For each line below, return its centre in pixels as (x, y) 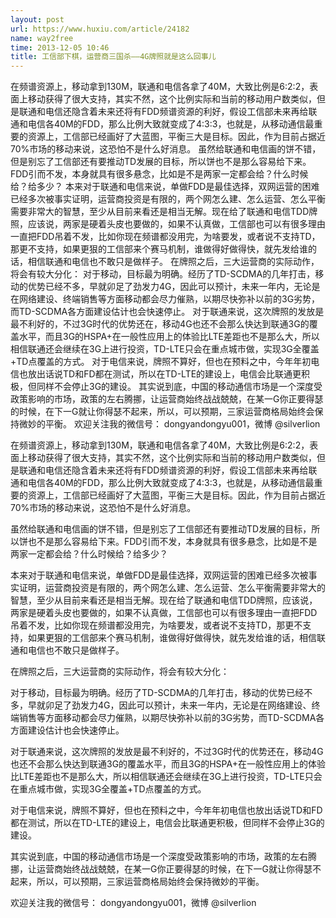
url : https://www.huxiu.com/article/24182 (100, 29)
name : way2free (42, 38)
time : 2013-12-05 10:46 (60, 47)
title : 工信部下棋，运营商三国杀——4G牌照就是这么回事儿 (113, 57)
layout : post (37, 19)
